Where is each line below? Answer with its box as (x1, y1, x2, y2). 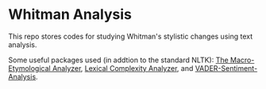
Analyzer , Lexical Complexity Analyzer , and (52, 63, 194, 72)
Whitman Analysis (8, 6, 133, 24)
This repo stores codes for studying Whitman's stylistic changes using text (8, 32, 253, 41)
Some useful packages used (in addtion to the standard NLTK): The (8, 55, 229, 65)
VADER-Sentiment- (195, 63, 258, 72)
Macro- (229, 55, 255, 65)
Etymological (8, 63, 51, 72)
